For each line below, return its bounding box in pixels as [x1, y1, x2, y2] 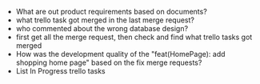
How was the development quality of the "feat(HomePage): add [15, 50, 226, 58]
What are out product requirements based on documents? [15, 7, 208, 16]
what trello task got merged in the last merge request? [15, 15, 194, 25]
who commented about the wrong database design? [15, 24, 189, 33]
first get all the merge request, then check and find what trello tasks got [15, 32, 253, 42]
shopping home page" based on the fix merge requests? [15, 58, 202, 67]
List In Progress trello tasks [15, 66, 106, 75]
